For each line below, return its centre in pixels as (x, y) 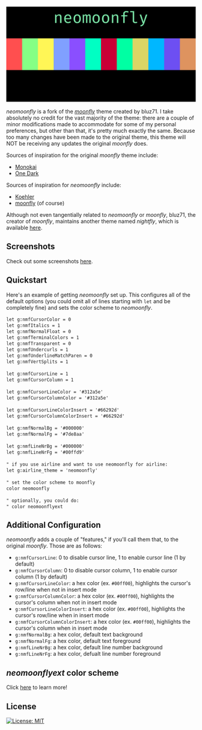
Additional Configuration (54, 525)
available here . (24, 228)
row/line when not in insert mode (56, 590)
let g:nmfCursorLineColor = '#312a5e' (55, 392)
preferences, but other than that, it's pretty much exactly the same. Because (101, 131)
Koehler (25, 197)
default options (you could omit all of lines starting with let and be (88, 301)
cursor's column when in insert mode (61, 628)
